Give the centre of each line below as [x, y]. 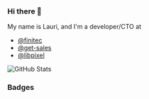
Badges [21, 88]
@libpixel [31, 55]
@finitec [30, 40]
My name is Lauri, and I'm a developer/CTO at [74, 27]
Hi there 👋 [25, 11]
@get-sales [34, 48]
